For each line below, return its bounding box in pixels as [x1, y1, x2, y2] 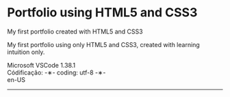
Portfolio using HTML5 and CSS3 [7, 5, 198, 20]
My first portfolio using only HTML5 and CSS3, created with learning [7, 40, 200, 48]
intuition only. [7, 48, 45, 56]
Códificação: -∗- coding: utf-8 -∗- [7, 68, 106, 77]
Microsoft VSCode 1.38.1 [7, 61, 76, 69]
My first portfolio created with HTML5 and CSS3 [7, 27, 143, 36]
